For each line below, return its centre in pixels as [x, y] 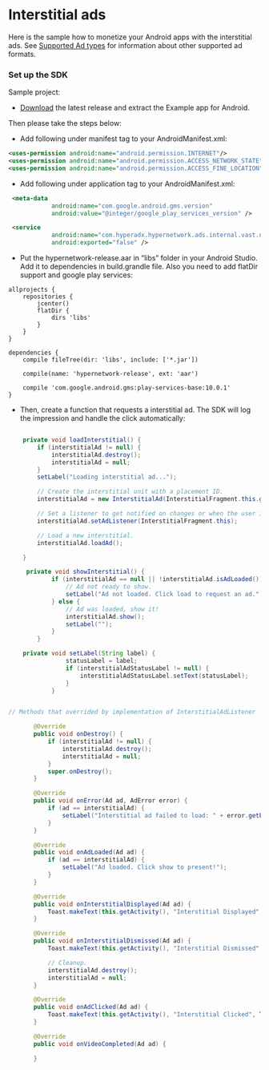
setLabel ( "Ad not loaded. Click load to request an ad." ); [166, 595]
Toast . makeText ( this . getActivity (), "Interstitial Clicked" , [152, 1015]
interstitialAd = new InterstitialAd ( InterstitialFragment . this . [149, 499]
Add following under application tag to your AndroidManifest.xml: [127, 184]
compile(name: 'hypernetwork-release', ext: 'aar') [110, 374]
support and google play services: [76, 275]
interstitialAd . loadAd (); [80, 543]
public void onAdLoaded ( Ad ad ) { [89, 852]
